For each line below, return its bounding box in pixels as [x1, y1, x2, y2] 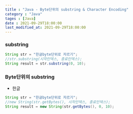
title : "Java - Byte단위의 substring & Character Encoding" [5, 7, 129, 12]
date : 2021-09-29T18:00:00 [5, 20, 62, 26]
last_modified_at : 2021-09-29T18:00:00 [5, 25, 86, 30]
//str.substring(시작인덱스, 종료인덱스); [5, 57, 82, 62]
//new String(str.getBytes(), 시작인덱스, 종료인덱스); [5, 100, 111, 105]
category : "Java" [5, 12, 42, 16]
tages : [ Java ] [5, 16, 36, 21]
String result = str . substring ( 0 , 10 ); [5, 61, 86, 66]
